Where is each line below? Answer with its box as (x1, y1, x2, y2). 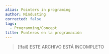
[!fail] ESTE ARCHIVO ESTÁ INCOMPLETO (17, 44, 104, 50)
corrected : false (5, 16, 42, 21)
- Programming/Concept (10, 26, 57, 31)
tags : (5, 21, 17, 26)
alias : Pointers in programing (5, 7, 71, 12)
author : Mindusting (5, 12, 46, 17)
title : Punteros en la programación (5, 30, 82, 35)
